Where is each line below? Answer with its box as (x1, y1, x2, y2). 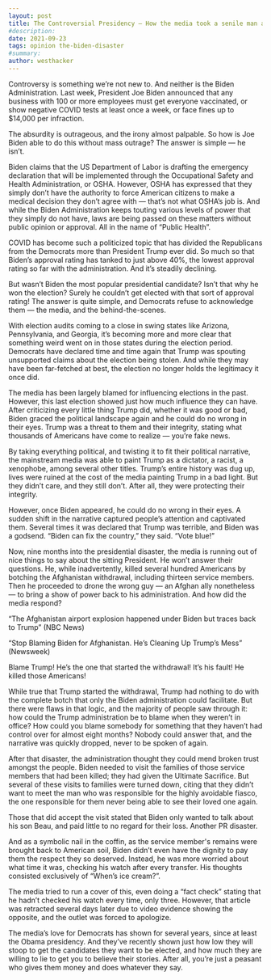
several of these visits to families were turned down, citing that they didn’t (8, 779, 254, 789)
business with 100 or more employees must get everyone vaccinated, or (8, 96, 248, 106)
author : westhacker (8, 57, 74, 65)
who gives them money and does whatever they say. (8, 962, 183, 972)
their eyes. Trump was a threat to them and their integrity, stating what (8, 422, 243, 432)
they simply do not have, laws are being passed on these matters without (8, 213, 252, 223)
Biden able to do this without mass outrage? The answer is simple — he (8, 137, 246, 147)
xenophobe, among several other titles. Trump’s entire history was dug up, (8, 463, 256, 473)
